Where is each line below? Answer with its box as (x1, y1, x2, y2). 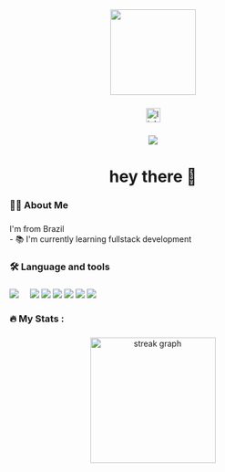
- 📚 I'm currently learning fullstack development (9, 233, 192, 245)
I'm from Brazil (9, 223, 65, 234)
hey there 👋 (108, 166, 198, 187)
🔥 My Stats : (9, 312, 65, 325)
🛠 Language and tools (9, 260, 111, 273)
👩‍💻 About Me (9, 198, 68, 211)
